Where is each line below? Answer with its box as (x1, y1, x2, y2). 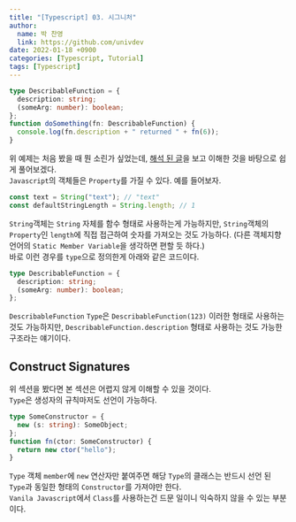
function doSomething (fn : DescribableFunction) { (9, 119, 196, 128)
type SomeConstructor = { (9, 412, 104, 421)
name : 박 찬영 (17, 29, 64, 38)
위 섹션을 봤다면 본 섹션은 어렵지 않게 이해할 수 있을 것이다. (9, 384, 212, 395)
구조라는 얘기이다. (9, 333, 72, 343)
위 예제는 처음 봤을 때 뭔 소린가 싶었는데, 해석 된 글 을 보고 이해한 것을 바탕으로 (9, 153, 277, 164)
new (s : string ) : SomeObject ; (17, 420, 128, 429)
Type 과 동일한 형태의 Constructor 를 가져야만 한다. (9, 481, 182, 492)
